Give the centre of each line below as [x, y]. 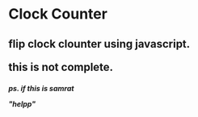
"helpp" [22, 104]
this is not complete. [61, 67]
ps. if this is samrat [41, 88]
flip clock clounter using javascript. [99, 44]
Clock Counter [58, 14]
